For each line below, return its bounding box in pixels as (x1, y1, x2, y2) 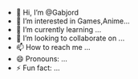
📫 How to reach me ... (15, 43, 91, 52)
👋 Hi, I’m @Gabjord (15, 8, 79, 17)
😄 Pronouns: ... (15, 54, 68, 64)
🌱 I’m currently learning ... (15, 25, 102, 34)
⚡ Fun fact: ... (15, 63, 60, 73)
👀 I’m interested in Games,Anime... (15, 16, 130, 26)
